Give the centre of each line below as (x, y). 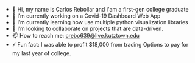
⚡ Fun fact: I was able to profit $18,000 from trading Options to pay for (100, 45)
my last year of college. (41, 53)
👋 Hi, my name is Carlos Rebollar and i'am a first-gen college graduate (100, 9)
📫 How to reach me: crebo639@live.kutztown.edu (76, 35)
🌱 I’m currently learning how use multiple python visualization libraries (100, 22)
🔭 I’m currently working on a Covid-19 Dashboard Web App (86, 16)
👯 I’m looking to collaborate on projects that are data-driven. (87, 28)
